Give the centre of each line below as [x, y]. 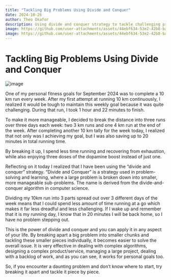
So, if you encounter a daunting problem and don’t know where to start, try [84, 266]
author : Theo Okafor [27, 19]
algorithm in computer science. [56, 188]
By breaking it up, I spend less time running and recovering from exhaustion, [85, 151]
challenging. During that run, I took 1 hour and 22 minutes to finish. [75, 109]
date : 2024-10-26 [24, 15]
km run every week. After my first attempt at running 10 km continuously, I [83, 99]
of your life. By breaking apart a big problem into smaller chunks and [77, 235]
